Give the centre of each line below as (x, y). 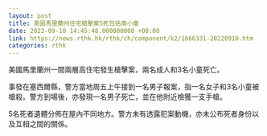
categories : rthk (37, 46)
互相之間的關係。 (43, 124)
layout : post (30, 16)
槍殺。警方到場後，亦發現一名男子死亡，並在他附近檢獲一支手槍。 (117, 97)
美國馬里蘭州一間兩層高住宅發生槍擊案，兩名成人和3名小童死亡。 (116, 70)
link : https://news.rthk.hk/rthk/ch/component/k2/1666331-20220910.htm (131, 38)
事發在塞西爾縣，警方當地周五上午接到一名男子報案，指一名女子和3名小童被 (134, 87)
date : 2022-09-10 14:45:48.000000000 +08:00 (84, 31)
